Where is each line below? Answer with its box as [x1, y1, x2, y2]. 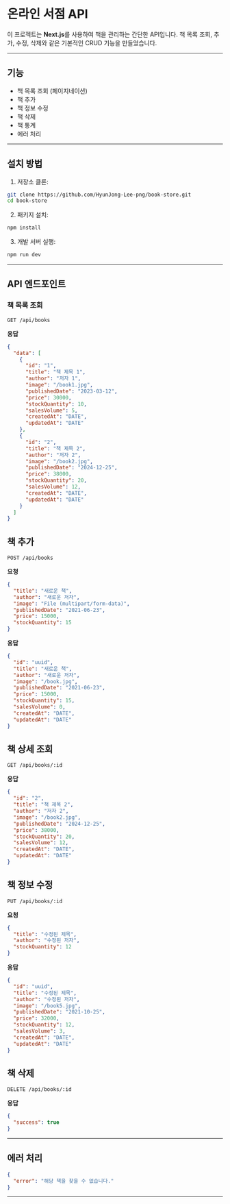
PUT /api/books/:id [7, 898, 63, 905]
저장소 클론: [16, 177, 49, 186]
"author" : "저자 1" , [25, 375, 81, 382]
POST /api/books [7, 554, 53, 562]
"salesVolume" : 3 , [13, 1028, 66, 1035]
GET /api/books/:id [7, 762, 63, 769]
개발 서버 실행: [16, 238, 56, 246]
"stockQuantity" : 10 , [25, 400, 88, 408]
